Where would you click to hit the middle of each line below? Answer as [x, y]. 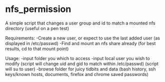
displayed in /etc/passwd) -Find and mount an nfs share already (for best [80, 43]
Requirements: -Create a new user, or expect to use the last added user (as [82, 38]
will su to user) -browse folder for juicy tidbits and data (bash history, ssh [80, 69]
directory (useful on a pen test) [37, 28]
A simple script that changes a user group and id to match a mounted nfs [80, 23]
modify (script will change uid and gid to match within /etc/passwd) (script [82, 63]
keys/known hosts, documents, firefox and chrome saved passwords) [77, 74]
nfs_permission [38, 9]
